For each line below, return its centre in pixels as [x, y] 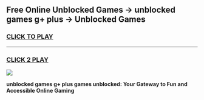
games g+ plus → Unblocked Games [76, 20]
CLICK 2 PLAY [27, 59]
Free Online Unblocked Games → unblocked [91, 10]
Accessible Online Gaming [40, 90]
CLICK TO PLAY [30, 37]
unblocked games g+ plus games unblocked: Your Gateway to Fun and [97, 84]
